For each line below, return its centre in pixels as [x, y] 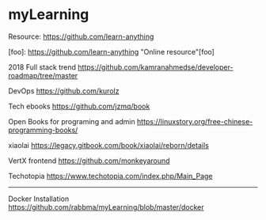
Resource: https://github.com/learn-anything [81, 36]
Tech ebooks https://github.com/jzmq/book [79, 106]
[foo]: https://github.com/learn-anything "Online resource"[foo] [112, 51]
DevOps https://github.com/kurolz [64, 91]
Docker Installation [39, 199]
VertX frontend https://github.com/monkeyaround [89, 161]
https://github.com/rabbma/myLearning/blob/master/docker [106, 207]
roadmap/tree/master [43, 75]
